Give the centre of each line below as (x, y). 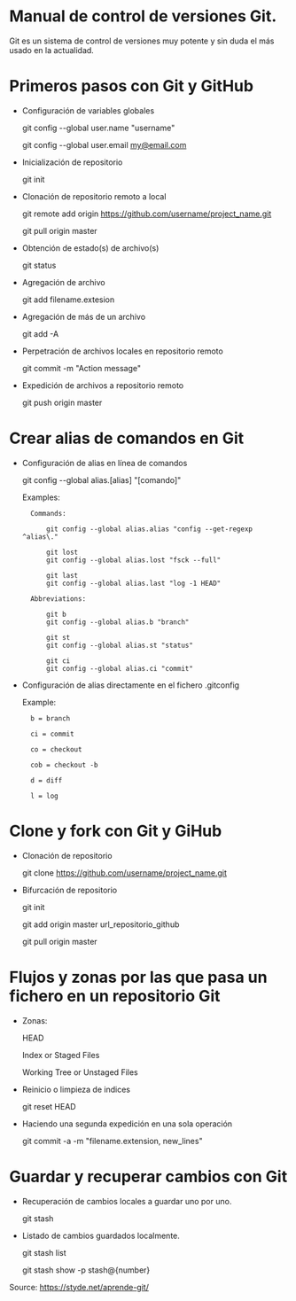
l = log (45, 796)
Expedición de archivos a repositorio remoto (103, 385)
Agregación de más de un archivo (84, 316)
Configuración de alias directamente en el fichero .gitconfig (131, 685)
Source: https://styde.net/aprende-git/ (79, 1287)
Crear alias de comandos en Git (127, 438)
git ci (58, 661)
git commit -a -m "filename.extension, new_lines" (112, 1141)
